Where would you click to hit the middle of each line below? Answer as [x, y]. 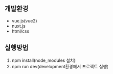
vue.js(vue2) [24, 20]
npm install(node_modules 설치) [44, 60]
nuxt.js [18, 26]
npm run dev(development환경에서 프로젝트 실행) [60, 66]
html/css [21, 31]
